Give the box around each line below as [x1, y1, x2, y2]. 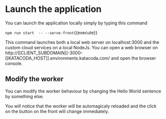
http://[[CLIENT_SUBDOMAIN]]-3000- [5, 50, 83, 56]
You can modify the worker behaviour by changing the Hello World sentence [5, 88, 162, 94]
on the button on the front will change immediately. [5, 108, 109, 114]
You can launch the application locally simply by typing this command [5, 20, 148, 26]
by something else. [5, 93, 44, 99]
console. [5, 60, 23, 66]
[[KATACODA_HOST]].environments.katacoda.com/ [5, 55, 110, 61]
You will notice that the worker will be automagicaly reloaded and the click [5, 103, 157, 109]
